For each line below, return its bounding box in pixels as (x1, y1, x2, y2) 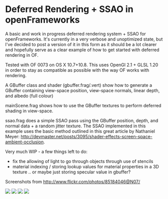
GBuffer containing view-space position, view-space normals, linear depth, (5, 87, 160, 93)
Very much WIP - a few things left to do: (5, 148, 87, 154)
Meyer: (5, 133, 20, 139)
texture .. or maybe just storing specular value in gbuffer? (12, 169, 131, 175)
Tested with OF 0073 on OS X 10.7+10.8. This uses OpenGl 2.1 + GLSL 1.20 (5, 62, 158, 68)
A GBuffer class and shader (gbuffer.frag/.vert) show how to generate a (5, 82, 152, 88)
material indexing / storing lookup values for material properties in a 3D (12, 163, 159, 169)
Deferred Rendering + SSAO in (5, 4, 133, 15)
